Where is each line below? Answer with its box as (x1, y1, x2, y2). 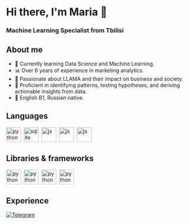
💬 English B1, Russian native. (14, 94, 84, 101)
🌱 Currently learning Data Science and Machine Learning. (14, 60, 155, 67)
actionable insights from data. (14, 88, 87, 95)
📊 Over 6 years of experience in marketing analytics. (14, 67, 144, 74)
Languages (6, 111, 48, 121)
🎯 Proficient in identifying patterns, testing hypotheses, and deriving (14, 81, 181, 88)
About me (6, 44, 43, 55)
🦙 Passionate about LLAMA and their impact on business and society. (14, 75, 184, 82)
